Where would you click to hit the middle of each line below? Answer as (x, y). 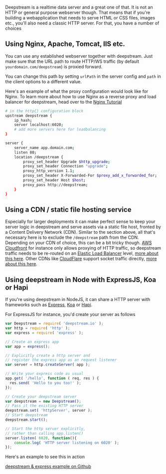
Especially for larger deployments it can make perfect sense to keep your (80, 222)
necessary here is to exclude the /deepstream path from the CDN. (72, 237)
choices (13, 28)
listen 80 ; (25, 152)
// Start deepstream (27, 415)
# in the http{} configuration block (44, 111)
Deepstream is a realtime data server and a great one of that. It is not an (79, 7)
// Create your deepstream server (41, 396)
